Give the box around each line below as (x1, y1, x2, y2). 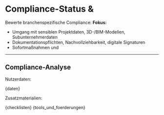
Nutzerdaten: (5, 76, 32, 82)
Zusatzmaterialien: (5, 95, 42, 101)
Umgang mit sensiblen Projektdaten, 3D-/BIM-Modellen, (12, 29, 125, 35)
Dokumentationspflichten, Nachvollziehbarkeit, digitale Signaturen (12, 39, 145, 45)
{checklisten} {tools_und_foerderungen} (5, 104, 85, 110)
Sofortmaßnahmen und (12, 44, 59, 50)
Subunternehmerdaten (12, 34, 58, 40)
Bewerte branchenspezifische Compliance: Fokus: (5, 19, 107, 25)
